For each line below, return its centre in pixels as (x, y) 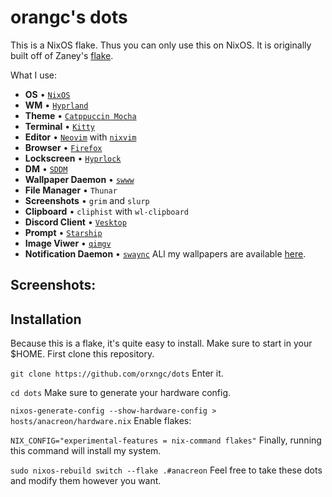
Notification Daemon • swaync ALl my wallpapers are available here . (165, 253)
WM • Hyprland (56, 105)
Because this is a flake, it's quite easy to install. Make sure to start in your (161, 343)
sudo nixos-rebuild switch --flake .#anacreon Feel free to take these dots (166, 470)
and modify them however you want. (86, 481)
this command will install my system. (86, 451)
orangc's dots (69, 17)
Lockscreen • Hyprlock (73, 158)
